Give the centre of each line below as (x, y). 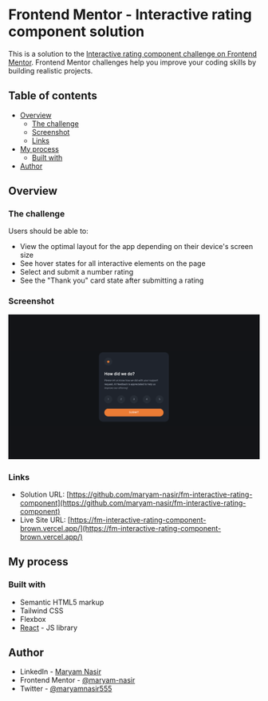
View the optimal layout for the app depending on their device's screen (136, 247)
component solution (77, 32)
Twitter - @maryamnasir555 (66, 689)
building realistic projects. (51, 70)
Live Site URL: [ (45, 520)
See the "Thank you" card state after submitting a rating (112, 280)
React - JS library (49, 628)
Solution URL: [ (44, 494)
